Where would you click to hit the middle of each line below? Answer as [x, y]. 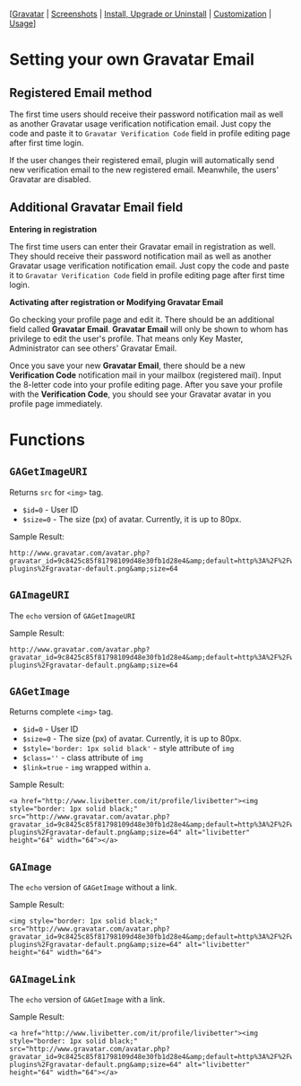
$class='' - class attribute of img [82, 758]
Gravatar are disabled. [50, 179]
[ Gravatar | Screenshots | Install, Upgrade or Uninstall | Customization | [140, 14]
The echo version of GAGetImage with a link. [87, 1000]
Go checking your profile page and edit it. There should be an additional [142, 320]
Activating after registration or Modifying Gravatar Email [116, 302]
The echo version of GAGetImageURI [73, 616]
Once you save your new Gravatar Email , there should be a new [128, 365]
